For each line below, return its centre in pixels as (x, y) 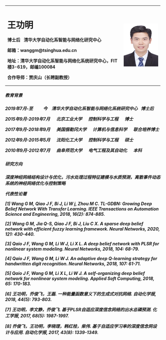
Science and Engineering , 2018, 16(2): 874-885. (55, 214)
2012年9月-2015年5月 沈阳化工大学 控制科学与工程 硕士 (69, 140)
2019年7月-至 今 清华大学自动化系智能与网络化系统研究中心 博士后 (80, 108)
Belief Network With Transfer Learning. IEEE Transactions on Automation (82, 209)
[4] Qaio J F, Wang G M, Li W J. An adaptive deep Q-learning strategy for (81, 258)
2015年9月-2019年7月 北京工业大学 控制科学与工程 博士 (69, 119)
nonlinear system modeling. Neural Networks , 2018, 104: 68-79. (72, 249)
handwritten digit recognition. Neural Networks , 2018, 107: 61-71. (73, 264)
